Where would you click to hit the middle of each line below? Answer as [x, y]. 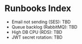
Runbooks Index [38, 8]
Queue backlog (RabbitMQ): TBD [44, 27]
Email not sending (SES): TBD [41, 22]
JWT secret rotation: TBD [37, 37]
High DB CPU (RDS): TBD [37, 32]
